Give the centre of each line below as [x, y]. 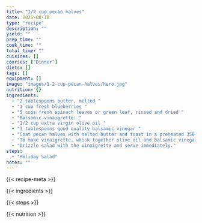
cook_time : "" [24, 46]
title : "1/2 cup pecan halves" [45, 12]
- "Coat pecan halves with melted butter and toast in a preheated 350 [103, 135]
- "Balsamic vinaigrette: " [47, 117]
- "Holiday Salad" [35, 156]
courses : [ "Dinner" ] [32, 62]
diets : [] [19, 67]
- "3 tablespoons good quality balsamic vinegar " [76, 129]
